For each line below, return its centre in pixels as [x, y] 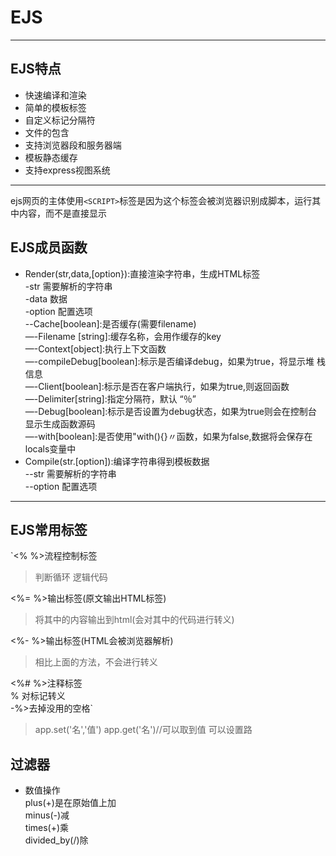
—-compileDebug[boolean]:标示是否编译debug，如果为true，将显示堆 [169, 361]
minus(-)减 [47, 815]
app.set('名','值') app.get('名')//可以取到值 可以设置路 [143, 730]
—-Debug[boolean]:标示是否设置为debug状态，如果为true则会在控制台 [170, 411]
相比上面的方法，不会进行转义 [96, 662]
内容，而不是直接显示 [62, 213]
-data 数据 [46, 298]
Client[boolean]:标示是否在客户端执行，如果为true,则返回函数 [164, 386]
